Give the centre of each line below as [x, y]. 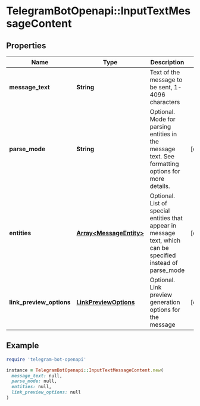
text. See [162, 156]
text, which [165, 241]
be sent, [161, 87]
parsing [160, 127]
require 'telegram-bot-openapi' [46, 359]
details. [160, 186]
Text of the [165, 72]
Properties [26, 46]
